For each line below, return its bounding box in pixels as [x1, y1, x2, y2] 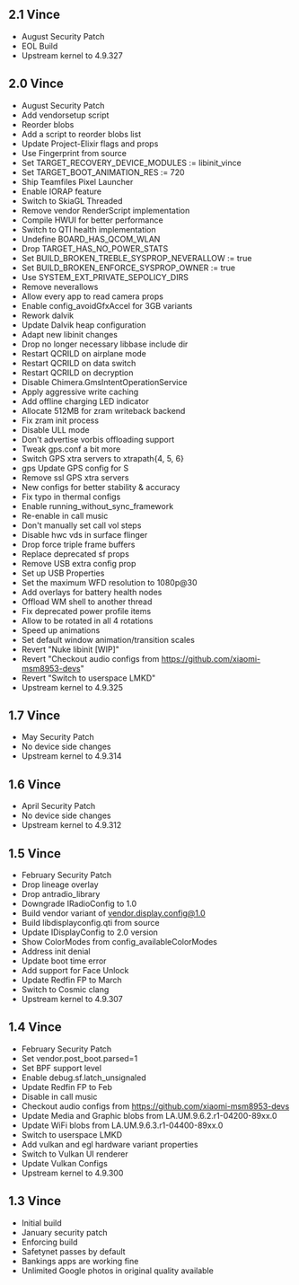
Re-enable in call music [21, 510, 109, 521]
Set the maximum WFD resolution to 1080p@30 [21, 576, 198, 587]
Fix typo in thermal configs [21, 491, 121, 502]
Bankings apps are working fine [21, 1255, 139, 1266]
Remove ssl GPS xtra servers [21, 471, 129, 483]
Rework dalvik [21, 310, 75, 321]
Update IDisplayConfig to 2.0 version [21, 927, 159, 937]
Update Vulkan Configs [21, 1157, 109, 1168]
